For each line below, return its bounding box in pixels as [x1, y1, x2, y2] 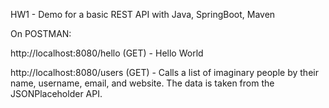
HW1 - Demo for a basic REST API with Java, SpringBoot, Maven [10, 9, 276, 20]
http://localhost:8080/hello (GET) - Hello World [10, 47, 204, 59]
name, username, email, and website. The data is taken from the [10, 77, 275, 89]
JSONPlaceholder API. [10, 88, 103, 99]
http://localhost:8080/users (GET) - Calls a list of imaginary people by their [10, 67, 319, 78]
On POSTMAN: [10, 28, 72, 39]
